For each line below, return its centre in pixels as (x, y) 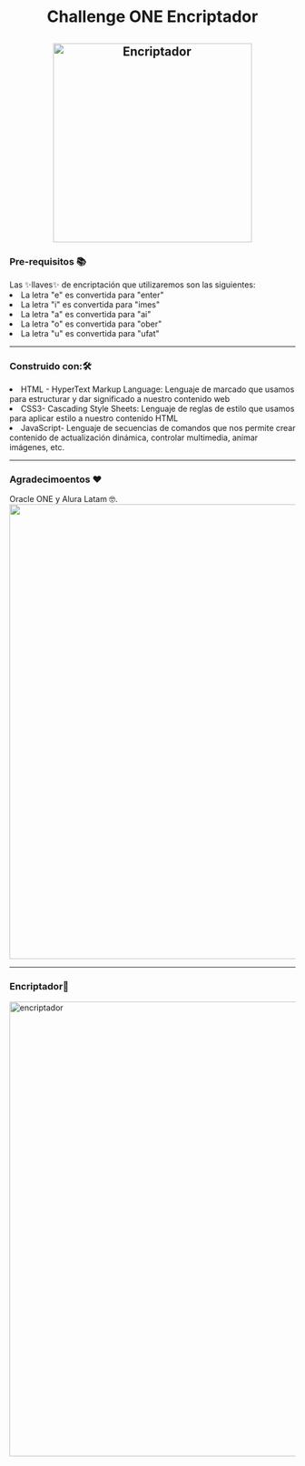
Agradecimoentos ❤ (56, 479)
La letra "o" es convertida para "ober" (92, 324)
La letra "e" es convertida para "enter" (93, 295)
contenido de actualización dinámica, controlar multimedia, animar (134, 437)
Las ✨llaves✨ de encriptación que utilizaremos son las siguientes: (133, 285)
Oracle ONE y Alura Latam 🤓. (64, 499)
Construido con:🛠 (51, 366)
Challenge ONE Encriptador (152, 17)
